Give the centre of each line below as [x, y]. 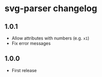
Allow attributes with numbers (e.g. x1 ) [51, 38]
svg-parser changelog [51, 9]
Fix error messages [31, 43]
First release [24, 70]
